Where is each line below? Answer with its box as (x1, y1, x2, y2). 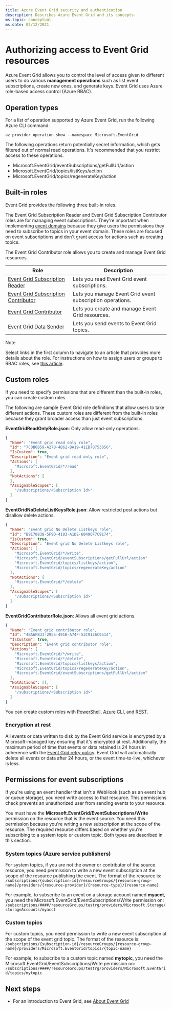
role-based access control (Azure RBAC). (5, 88, 93, 95)
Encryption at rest (5, 721, 51, 729)
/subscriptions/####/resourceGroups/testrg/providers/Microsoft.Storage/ (5, 902, 166, 908)
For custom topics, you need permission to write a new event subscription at (5, 931, 167, 937)
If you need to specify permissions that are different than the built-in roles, (5, 389, 162, 395)
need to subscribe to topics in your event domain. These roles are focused (5, 228, 162, 234)
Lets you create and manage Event (72, 305, 156, 312)
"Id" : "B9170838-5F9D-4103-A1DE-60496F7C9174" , (10, 532, 114, 537)
